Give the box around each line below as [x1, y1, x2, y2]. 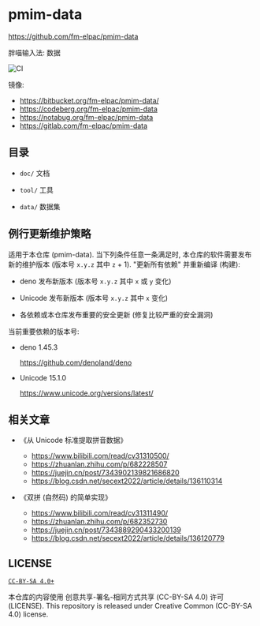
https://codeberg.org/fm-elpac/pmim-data [19, 104, 158, 114]
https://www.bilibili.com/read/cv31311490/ [31, 508, 169, 518]
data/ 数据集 [19, 201, 61, 211]
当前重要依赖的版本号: [8, 326, 80, 336]
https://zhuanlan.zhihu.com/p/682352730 [31, 517, 168, 527]
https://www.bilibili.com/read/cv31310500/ [31, 452, 169, 461]
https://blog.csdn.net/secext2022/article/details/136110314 [31, 476, 223, 486]
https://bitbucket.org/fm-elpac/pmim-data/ [19, 96, 159, 105]
